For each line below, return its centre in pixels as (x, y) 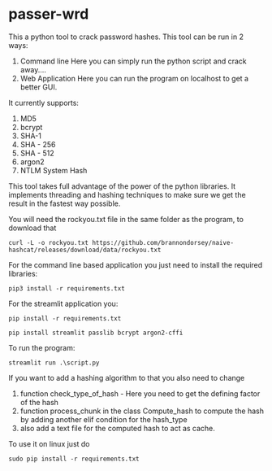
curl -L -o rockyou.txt (49, 242)
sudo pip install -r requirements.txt (74, 459)
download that (32, 228)
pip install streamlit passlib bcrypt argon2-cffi (96, 333)
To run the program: (42, 347)
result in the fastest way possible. (65, 203)
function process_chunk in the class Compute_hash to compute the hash (142, 411)
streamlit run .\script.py (54, 363)
